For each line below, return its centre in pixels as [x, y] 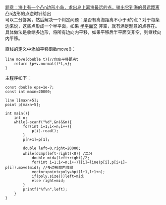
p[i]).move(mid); [23, 168]
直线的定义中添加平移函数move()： [41, 49]
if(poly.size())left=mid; [58, 176]
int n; [21, 118]
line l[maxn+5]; [22, 101]
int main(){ [17, 113]
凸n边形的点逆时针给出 [28, 13]
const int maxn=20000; [28, 92]
